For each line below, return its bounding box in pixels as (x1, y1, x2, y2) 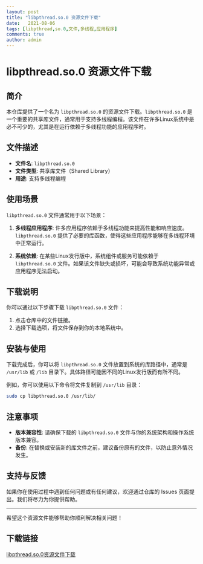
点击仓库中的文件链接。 (14, 317, 74, 324)
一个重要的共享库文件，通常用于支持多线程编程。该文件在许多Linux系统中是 (6, 115, 195, 123)
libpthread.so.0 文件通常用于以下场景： (6, 211, 107, 218)
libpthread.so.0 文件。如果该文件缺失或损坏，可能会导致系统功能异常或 (14, 259, 195, 267)
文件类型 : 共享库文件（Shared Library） (14, 167, 114, 174)
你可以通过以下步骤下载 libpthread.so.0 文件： (6, 303, 124, 311)
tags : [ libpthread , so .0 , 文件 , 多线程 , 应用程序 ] (6, 25, 118, 32)
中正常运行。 (14, 239, 47, 247)
